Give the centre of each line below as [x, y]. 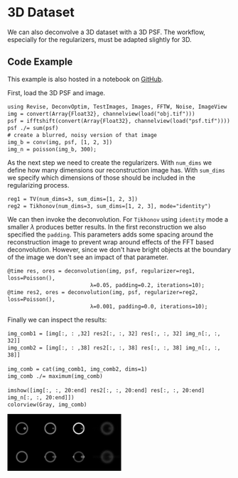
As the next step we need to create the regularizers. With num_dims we [109, 162]
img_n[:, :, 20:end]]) [41, 397]
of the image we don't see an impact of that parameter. [88, 257]
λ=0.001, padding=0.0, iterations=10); [149, 306]
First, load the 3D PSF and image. [56, 92]
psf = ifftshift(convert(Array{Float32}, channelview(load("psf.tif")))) [119, 121]
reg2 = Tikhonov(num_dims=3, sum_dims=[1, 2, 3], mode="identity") [109, 206]
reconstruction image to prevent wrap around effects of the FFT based [111, 241]
